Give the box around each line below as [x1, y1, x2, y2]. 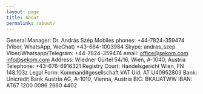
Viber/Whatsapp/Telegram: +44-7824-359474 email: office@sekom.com [6, 50, 188, 57]
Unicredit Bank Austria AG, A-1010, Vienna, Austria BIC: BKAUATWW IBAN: [6, 75, 193, 82]
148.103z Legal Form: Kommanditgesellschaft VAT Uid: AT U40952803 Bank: [6, 69, 198, 76]
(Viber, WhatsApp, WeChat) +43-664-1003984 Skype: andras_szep [6, 43, 176, 50]
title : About [6, 15, 39, 21]
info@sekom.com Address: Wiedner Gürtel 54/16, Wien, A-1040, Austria [6, 56, 186, 64]
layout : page [6, 8, 39, 15]
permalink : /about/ [6, 20, 56, 26]
